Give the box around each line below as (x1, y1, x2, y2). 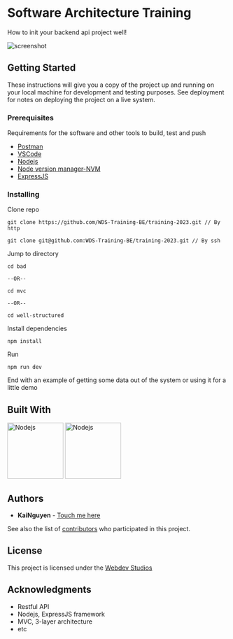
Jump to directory (7, 250, 59, 258)
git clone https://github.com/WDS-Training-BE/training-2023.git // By (7, 219, 220, 226)
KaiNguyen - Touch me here (17, 511, 101, 519)
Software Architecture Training (7, 5, 192, 21)
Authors (7, 492, 44, 505)
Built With (7, 404, 51, 416)
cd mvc (7, 288, 27, 295)
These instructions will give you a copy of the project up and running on (7, 80, 215, 89)
